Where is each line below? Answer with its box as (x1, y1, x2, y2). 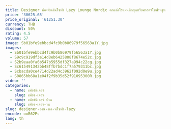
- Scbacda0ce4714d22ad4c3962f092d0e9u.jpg (10, 69, 101, 74)
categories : (5, 83, 31, 88)
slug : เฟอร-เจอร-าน (14, 102, 50, 107)
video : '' (5, 78, 26, 83)
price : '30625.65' (5, 12, 44, 17)
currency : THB (5, 21, 36, 27)
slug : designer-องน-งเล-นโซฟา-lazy (5, 107, 76, 112)
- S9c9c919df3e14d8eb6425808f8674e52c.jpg (10, 54, 101, 60)
